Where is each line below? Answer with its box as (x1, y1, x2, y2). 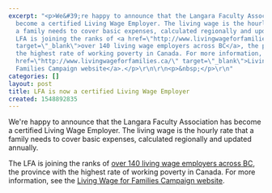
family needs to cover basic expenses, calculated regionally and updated (8, 135, 253, 144)
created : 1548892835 (8, 95, 79, 103)
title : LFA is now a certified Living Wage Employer (8, 87, 190, 96)
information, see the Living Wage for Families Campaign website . (8, 176, 225, 186)
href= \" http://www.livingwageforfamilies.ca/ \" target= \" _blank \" (15, 58, 244, 66)
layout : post (8, 79, 53, 88)
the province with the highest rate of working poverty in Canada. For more (8, 167, 256, 177)
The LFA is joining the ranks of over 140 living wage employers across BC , (8, 159, 255, 169)
